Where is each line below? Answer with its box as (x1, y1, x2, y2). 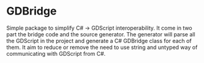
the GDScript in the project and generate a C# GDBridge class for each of (6, 37, 192, 44)
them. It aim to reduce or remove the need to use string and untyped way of (6, 44, 198, 51)
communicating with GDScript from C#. (6, 50, 106, 57)
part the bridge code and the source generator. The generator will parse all (6, 30, 195, 38)
